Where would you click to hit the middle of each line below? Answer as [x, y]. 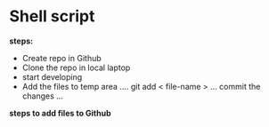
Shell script [52, 16]
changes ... [43, 96]
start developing [52, 76]
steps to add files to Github [60, 113]
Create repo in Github [62, 58]
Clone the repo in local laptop [76, 67]
